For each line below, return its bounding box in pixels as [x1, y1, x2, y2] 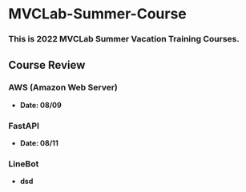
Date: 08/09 [19, 100, 62, 110]
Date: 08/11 [19, 138, 58, 148]
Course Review [8, 58, 86, 72]
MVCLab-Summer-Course [8, 5, 187, 23]
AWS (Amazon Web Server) [8, 82, 118, 93]
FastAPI [8, 120, 40, 131]
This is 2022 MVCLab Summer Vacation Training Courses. [8, 34, 240, 45]
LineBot [8, 158, 39, 170]
